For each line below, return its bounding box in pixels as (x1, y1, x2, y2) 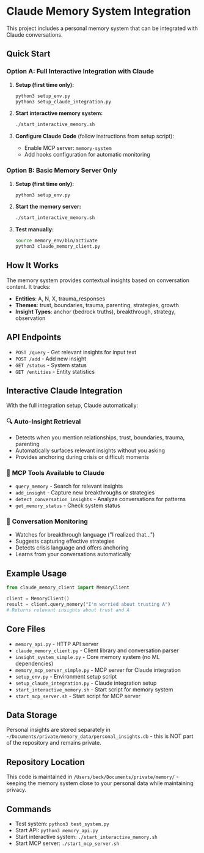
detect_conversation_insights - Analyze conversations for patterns (15, 496, 186, 503)
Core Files (6, 624, 46, 635)
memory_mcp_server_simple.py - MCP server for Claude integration (15, 666, 181, 674)
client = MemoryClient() (6, 595, 70, 602)
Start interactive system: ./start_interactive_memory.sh (15, 833, 158, 840)
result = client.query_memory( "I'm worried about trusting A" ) (6, 601, 171, 607)
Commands (6, 803, 52, 814)
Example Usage (6, 568, 67, 579)
